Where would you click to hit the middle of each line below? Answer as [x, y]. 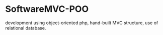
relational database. [26, 28]
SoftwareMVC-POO [47, 9]
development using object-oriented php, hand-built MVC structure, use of [82, 23]
